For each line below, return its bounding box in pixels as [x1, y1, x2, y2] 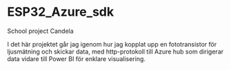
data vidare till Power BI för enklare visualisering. [7, 54, 146, 62]
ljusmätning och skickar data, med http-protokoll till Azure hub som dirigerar [7, 47, 224, 56]
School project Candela [7, 27, 74, 35]
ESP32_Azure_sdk [7, 4, 114, 20]
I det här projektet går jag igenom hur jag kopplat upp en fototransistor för [7, 40, 217, 48]
